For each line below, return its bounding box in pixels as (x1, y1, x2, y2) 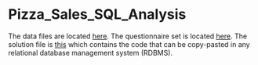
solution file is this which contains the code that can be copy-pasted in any (8, 39, 250, 49)
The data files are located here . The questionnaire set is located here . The (8, 31, 248, 41)
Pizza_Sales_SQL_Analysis (8, 5, 187, 23)
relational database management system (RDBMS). (8, 48, 173, 57)
